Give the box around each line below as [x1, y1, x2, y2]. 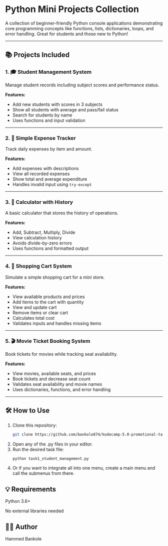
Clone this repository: [12, 422, 57, 428]
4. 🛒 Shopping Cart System [5, 262, 72, 269]
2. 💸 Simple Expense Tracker [5, 134, 76, 142]
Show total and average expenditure [12, 176, 87, 182]
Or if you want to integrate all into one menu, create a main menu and [12, 465, 155, 471]
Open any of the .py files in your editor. [12, 441, 93, 447]
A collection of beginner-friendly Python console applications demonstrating [5, 20, 163, 26]
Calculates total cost [12, 315, 55, 321]
